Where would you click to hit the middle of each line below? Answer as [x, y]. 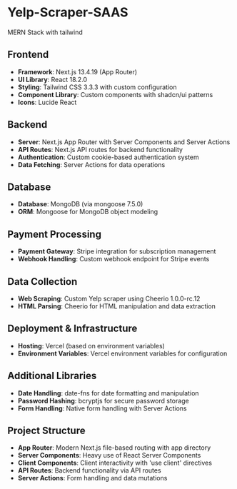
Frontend [28, 55]
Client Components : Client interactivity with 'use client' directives [115, 463]
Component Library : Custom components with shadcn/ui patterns [115, 94]
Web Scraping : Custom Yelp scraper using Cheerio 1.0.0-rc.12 [109, 298]
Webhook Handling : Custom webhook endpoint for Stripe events [114, 259]
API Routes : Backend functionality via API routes [90, 470]
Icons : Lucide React [47, 102]
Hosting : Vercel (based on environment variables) [91, 346]
